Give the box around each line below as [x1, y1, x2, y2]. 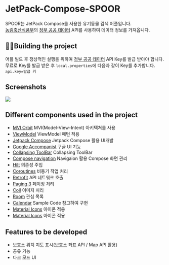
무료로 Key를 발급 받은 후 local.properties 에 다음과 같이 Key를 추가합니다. [5, 62, 155, 69]
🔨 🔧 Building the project [5, 42, 77, 51]
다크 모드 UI [12, 254, 36, 260]
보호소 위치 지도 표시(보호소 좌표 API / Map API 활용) [12, 242, 118, 248]
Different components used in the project [5, 110, 138, 119]
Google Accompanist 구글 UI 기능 [12, 144, 81, 150]
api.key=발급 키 [5, 69, 36, 74]
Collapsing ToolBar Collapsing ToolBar [12, 149, 93, 155]
